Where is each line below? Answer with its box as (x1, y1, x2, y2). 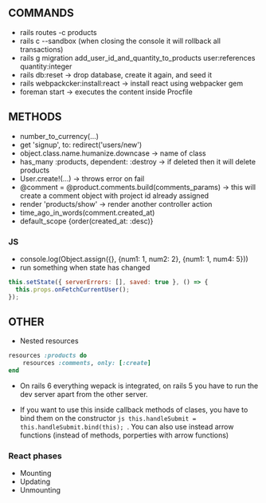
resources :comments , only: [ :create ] (22, 359, 151, 367)
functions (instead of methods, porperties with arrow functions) (19, 430, 229, 440)
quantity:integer (19, 61, 72, 71)
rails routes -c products (19, 27, 97, 37)
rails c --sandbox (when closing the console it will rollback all (19, 36, 221, 46)
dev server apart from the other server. (19, 389, 149, 398)
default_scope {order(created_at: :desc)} (19, 216, 154, 226)
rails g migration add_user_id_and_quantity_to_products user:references (19, 53, 256, 62)
